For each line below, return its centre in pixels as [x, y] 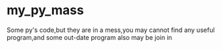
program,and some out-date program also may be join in [89, 37]
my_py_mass [46, 10]
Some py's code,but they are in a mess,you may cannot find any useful [111, 30]
